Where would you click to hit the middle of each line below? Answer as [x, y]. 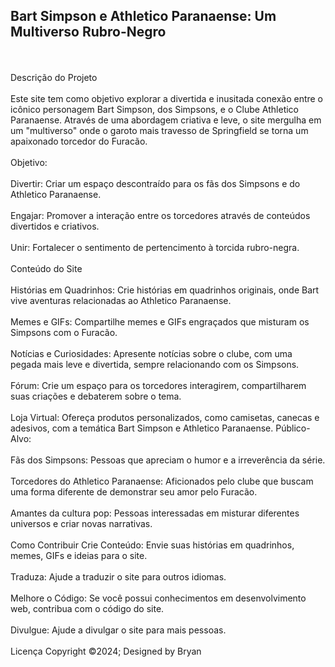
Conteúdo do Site [46, 268]
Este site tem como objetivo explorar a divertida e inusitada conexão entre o [167, 98]
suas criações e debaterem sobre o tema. [96, 396]
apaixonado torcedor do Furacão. [79, 141]
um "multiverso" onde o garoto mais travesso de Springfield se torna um [159, 130]
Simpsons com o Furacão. [64, 332]
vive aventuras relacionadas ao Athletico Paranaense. [121, 300]
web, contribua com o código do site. [87, 608]
